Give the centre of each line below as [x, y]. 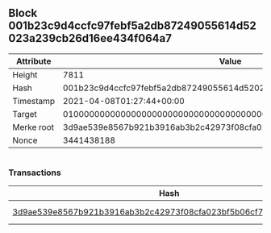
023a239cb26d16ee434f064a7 [90, 38]
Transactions [35, 173]
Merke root [33, 127]
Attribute [33, 61]
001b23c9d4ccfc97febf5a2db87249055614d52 [132, 26]
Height [25, 74]
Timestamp [34, 101]
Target [25, 114]
